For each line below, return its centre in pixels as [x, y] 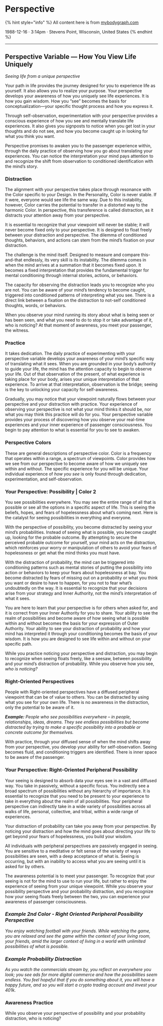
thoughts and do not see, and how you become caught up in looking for [77, 131]
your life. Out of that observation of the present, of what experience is [75, 374]
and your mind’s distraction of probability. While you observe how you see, [80, 664]
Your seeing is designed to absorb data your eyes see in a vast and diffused [81, 780]
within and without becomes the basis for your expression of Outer [72, 623]
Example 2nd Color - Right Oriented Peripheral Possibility [74, 914]
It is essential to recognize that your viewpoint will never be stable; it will [77, 225]
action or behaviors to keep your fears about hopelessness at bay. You [76, 572]
